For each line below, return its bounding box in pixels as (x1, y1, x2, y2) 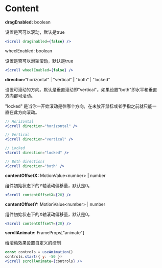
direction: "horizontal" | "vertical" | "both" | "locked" (5, 76, 111, 82)
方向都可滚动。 (5, 92, 35, 98)
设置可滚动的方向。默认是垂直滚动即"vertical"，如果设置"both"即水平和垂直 (5, 87, 158, 92)
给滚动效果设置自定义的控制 (5, 240, 61, 246)
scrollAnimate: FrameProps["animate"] (5, 230, 85, 236)
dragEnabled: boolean (5, 19, 51, 25)
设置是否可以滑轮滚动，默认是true (5, 58, 73, 64)
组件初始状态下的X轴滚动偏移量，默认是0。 (5, 211, 93, 217)
